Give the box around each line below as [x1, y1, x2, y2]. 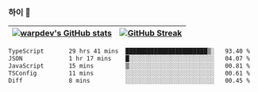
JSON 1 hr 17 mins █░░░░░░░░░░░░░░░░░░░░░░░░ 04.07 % [8, 55, 250, 63]
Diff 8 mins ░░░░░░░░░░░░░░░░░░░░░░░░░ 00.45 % [8, 76, 250, 84]
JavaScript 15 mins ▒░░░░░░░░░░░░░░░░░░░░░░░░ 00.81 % [8, 62, 250, 70]
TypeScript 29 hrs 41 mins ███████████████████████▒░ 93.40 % [8, 47, 250, 56]
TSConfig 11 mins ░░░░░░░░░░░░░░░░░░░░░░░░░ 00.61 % [8, 69, 250, 77]
